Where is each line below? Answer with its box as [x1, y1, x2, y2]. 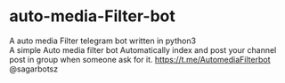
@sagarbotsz [9, 64, 59, 74]
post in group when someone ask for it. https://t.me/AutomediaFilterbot [9, 54, 271, 64]
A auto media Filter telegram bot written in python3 [9, 35, 197, 46]
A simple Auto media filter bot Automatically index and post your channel [9, 44, 277, 55]
